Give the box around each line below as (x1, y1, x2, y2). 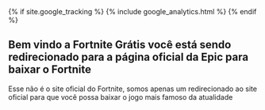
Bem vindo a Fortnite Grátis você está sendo (8, 38, 232, 51)
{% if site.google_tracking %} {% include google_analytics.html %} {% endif (8, 7, 257, 16)
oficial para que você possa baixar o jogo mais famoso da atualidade (8, 92, 233, 101)
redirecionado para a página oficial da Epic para (8, 51, 248, 64)
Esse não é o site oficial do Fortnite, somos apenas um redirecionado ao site (8, 84, 258, 93)
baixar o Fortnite (8, 63, 92, 77)
